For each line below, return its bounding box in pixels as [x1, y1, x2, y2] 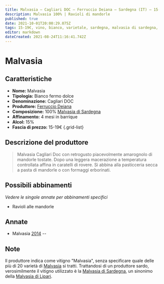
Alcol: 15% [12, 119, 35, 125]
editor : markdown [5, 30, 41, 35]
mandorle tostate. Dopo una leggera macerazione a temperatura [17, 156, 146, 162]
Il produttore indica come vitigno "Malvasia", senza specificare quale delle [5, 258, 154, 264]
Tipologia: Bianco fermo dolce [12, 93, 74, 99]
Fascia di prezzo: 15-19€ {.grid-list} [12, 124, 84, 130]
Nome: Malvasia [12, 87, 45, 93]
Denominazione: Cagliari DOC [12, 98, 74, 104]
